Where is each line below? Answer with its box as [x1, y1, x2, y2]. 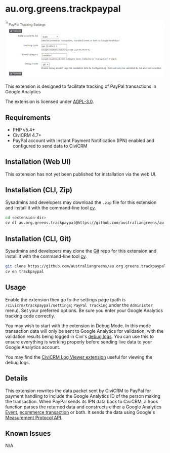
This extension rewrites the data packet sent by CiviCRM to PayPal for [5, 388, 151, 394]
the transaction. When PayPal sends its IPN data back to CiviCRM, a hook [5, 398, 158, 404]
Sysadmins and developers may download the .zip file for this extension [5, 199, 157, 205]
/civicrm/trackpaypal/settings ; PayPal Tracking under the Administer [5, 302, 153, 308]
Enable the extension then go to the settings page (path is [5, 296, 126, 302]
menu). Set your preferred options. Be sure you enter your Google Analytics [5, 307, 163, 313]
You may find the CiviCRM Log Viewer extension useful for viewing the [5, 354, 153, 360]
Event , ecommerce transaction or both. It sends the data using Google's [5, 409, 155, 415]
